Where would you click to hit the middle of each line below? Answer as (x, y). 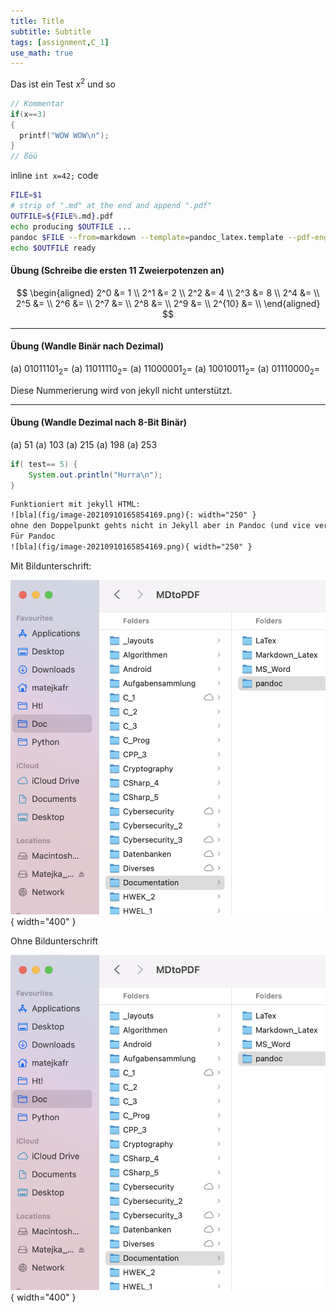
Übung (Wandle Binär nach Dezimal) (87, 346)
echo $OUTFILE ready (53, 248)
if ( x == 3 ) (28, 114)
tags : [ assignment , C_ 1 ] (60, 42)
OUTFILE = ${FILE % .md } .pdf (62, 216)
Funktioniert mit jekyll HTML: (75, 505)
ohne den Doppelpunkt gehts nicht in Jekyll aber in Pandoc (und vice (160, 526)
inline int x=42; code (54, 176)
